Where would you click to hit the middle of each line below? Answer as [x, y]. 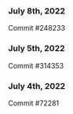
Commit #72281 [34, 103]
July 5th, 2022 [36, 49]
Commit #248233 [36, 28]
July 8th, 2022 [36, 11]
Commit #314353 [36, 65]
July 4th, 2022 [37, 86]
